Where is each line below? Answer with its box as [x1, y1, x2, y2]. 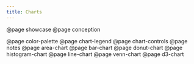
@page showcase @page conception [6, 26, 101, 33]
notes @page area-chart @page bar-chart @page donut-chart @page [6, 44, 183, 51]
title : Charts [6, 9, 43, 15]
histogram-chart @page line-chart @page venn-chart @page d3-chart [6, 50, 184, 58]
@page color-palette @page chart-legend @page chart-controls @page [6, 37, 188, 44]
